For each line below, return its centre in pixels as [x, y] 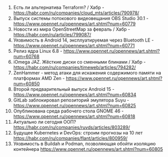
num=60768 [26, 56]
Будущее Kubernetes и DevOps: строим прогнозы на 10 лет [78, 133]
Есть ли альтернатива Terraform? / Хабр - [59, 7]
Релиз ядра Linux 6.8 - [38, 51]
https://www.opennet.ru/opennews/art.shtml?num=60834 [75, 95]
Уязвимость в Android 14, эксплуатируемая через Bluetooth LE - [83, 40]
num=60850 [26, 84]
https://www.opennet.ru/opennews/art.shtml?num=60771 [74, 45]
